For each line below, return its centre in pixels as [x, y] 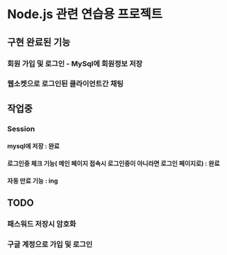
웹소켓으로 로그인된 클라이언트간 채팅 [65, 84]
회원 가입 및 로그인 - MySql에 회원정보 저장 [75, 63]
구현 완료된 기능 [39, 42]
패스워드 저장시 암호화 [42, 224]
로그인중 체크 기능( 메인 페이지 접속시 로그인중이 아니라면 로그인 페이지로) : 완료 [113, 163]
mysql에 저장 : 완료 [34, 146]
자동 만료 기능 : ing [33, 181]
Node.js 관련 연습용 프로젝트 [85, 14]
